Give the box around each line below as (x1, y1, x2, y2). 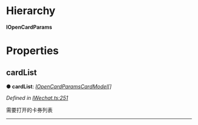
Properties (6, 44, 59, 58)
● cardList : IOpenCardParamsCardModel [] (6, 83, 112, 90)
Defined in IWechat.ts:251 (6, 94, 69, 101)
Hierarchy (6, 4, 56, 18)
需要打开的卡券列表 (6, 106, 53, 113)
